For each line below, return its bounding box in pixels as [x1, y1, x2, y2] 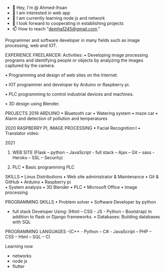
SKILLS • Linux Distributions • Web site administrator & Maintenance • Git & [5, 174, 159, 179]
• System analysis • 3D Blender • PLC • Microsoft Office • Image [5, 184, 137, 190]
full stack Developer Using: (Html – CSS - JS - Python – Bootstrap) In [12, 208, 152, 214]
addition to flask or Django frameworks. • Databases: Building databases [12, 214, 160, 219]
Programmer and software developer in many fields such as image [5, 37, 140, 43]
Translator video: [5, 131, 39, 136]
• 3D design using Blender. [5, 101, 60, 106]
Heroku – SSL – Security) [12, 155, 63, 160]
